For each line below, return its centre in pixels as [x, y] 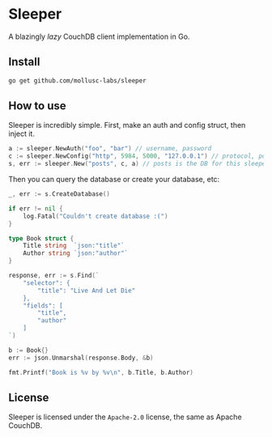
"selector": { [47, 283]
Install [24, 62]
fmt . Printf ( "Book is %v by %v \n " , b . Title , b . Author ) [101, 372]
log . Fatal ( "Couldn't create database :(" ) [96, 216]
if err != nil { [36, 208]
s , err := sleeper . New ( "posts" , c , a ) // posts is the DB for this [125, 164]
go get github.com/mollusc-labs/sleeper [78, 81]
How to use [37, 106]
